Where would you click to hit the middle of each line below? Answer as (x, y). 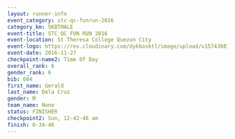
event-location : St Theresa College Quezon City (79, 40)
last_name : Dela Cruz (39, 92)
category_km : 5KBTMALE (40, 27)
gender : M (22, 99)
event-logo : (24, 46)
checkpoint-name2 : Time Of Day (53, 60)
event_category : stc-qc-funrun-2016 (60, 20)
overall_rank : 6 (31, 66)
